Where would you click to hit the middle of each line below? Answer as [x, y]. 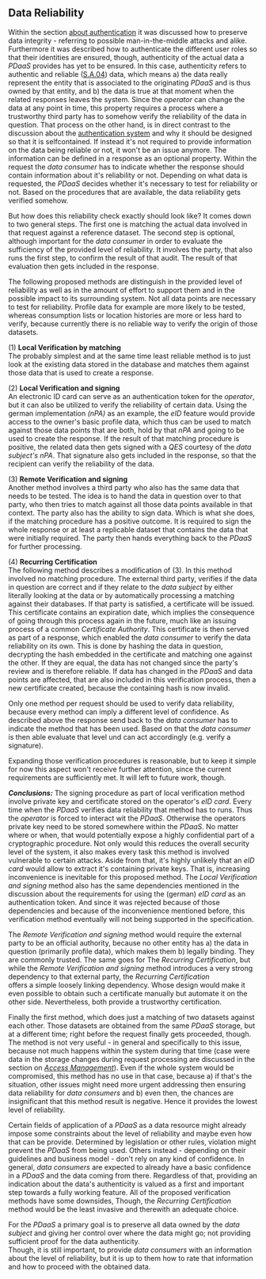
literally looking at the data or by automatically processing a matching [122, 595]
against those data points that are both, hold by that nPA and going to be [126, 430]
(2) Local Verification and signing [64, 388]
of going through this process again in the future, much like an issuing [122, 620]
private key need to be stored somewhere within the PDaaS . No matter [123, 826]
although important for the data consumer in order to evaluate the [116, 241]
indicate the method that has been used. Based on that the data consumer [129, 729]
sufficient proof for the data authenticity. [74, 1241]
